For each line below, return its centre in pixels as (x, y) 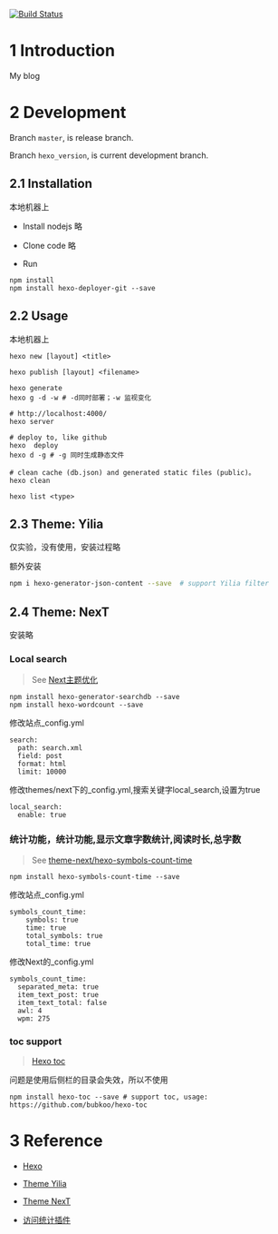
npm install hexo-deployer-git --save (82, 288)
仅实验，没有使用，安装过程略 (65, 547)
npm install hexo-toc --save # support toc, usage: (109, 1097)
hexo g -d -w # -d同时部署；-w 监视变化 (81, 398)
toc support (36, 1041)
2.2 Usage (39, 316)
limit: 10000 (42, 772)
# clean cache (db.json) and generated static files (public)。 (133, 472)
